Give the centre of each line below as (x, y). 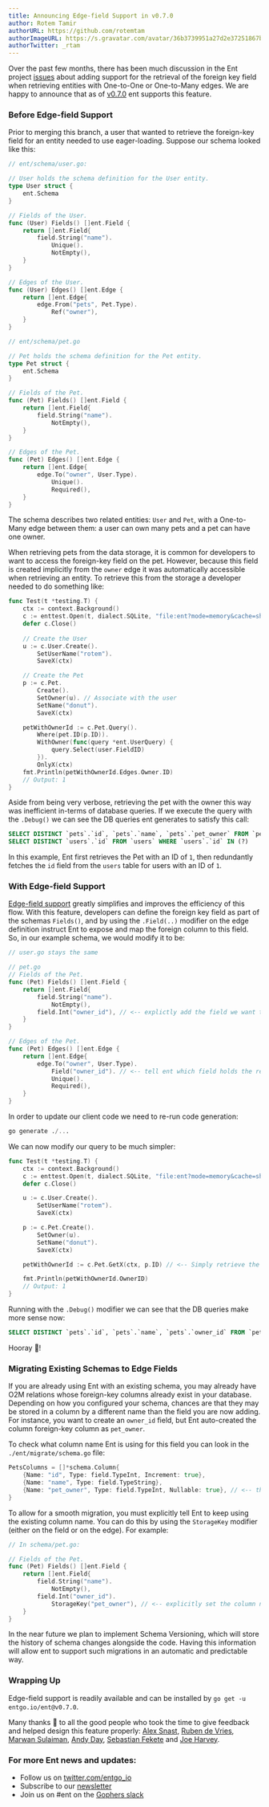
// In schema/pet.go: (44, 1544)
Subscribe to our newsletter (66, 1786)
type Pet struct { (39, 363)
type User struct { (41, 186)
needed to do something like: (56, 586)
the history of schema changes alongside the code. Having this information (132, 1642)
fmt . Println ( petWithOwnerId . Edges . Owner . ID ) (98, 772)
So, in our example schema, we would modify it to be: (97, 938)
